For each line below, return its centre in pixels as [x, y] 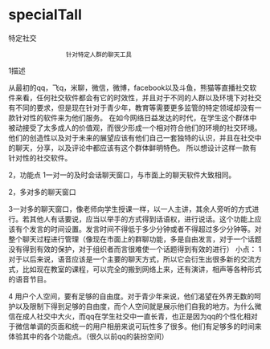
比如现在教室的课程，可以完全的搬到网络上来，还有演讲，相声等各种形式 [142, 269]
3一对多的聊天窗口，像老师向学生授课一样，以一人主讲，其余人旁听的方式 [130, 209]
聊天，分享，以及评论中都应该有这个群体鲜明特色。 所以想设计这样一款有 [136, 148]
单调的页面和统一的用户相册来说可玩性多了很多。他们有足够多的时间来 [145, 326]
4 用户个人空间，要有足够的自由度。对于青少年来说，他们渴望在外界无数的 [131, 296]
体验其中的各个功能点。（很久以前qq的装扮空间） [88, 336]
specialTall [45, 15]
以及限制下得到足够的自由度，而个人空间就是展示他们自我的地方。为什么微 [138, 306]
